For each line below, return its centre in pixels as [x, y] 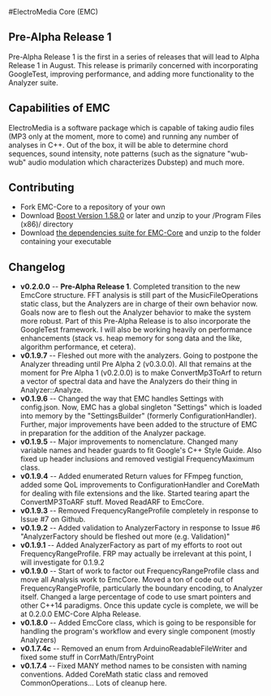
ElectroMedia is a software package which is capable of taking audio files [131, 127]
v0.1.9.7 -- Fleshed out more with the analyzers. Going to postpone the [139, 355]
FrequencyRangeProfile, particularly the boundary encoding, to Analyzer [142, 588]
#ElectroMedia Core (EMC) [54, 12]
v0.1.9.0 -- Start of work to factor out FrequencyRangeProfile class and [140, 571]
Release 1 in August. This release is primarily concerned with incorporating [133, 65]
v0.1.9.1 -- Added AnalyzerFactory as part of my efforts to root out [131, 545]
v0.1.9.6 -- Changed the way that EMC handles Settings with [122, 399]
